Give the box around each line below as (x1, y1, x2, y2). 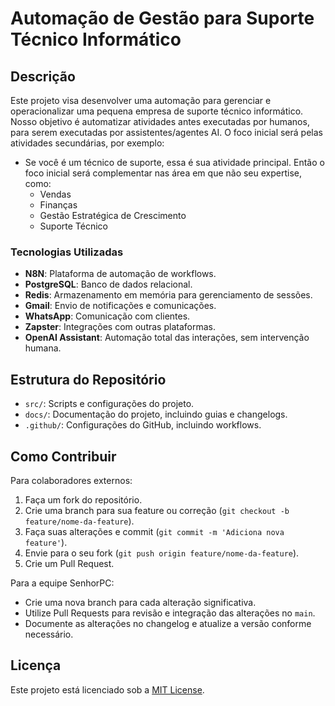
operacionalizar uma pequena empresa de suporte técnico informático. (10, 105, 304, 117)
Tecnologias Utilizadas (10, 245, 124, 259)
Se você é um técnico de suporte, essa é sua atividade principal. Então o (24, 157, 325, 168)
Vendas (39, 188, 72, 200)
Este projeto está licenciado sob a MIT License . (10, 683, 205, 696)
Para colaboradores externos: (10, 474, 133, 486)
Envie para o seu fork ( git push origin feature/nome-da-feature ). (24, 547, 300, 559)
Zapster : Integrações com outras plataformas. (24, 321, 216, 333)
